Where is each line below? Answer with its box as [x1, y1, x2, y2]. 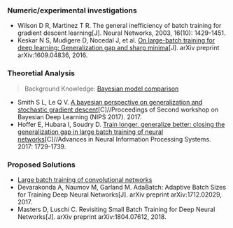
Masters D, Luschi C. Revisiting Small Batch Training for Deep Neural [17, 205, 216, 213]
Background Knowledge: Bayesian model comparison [24, 84, 179, 93]
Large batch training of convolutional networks [17, 175, 153, 183]
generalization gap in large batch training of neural [17, 128, 164, 136]
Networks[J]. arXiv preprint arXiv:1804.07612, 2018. [17, 212, 167, 221]
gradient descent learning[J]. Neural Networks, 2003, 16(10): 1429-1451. [17, 29, 226, 37]
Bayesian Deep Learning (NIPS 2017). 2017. [17, 112, 142, 121]
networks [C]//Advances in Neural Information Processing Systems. [17, 135, 211, 143]
